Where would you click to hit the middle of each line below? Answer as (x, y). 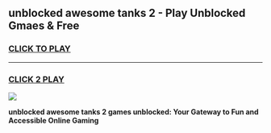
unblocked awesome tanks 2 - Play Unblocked (127, 13)
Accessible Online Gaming (54, 120)
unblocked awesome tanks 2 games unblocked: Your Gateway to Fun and (134, 111)
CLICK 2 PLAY (36, 79)
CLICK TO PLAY (40, 49)
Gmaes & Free (44, 26)
